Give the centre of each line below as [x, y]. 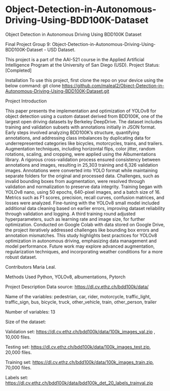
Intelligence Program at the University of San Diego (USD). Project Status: [83, 65]
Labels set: [17, 377]
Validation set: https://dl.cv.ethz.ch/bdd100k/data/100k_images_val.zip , [80, 331]
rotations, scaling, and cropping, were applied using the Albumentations [81, 154]
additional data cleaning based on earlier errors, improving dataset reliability [85, 208]
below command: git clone [33, 86]
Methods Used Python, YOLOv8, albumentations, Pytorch [65, 277]
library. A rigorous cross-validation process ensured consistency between [83, 160]
